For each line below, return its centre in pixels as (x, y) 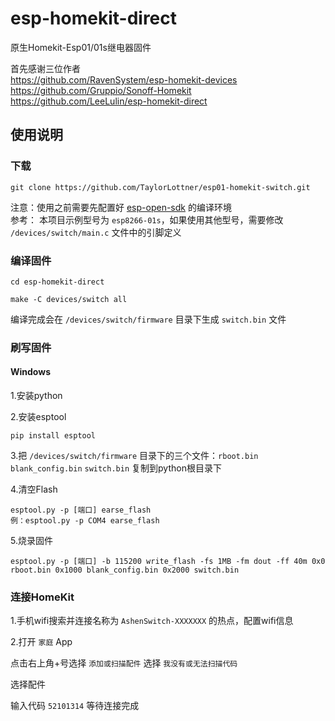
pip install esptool (53, 436)
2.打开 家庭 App (41, 642)
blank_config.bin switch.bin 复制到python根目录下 (116, 468)
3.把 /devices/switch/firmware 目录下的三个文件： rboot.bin (134, 456)
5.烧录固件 (31, 541)
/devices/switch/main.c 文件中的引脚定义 (96, 232)
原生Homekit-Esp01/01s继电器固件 (81, 47)
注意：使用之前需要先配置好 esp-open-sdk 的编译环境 (121, 207)
